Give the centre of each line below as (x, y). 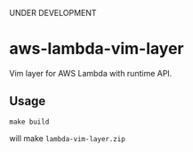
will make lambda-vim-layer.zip (68, 138)
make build (29, 122)
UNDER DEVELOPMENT (53, 13)
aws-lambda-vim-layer (96, 49)
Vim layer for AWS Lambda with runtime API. (91, 73)
